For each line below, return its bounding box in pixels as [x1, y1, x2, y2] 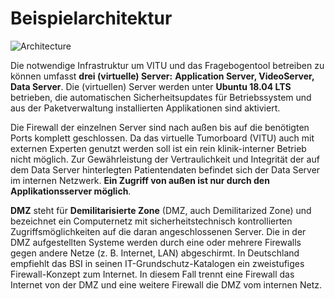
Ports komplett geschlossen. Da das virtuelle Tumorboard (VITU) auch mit [10, 132, 315, 144]
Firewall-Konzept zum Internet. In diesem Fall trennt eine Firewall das [10, 268, 295, 280]
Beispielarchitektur [10, 7, 173, 30]
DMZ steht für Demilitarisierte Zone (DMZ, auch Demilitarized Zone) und [10, 204, 312, 216]
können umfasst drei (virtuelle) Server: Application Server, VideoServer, [10, 70, 315, 82]
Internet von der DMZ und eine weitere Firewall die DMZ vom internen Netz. [10, 278, 323, 291]
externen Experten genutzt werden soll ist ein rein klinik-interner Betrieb [10, 142, 307, 154]
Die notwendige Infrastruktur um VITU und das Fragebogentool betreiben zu [10, 59, 325, 71]
